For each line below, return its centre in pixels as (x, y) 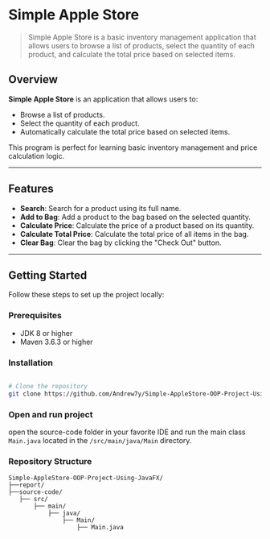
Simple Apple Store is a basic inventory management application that (142, 37)
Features (31, 189)
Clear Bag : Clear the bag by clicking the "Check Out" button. (121, 243)
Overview (33, 79)
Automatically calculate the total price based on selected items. (125, 131)
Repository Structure (50, 461)
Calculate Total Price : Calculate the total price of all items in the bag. (134, 234)
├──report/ (27, 485)
